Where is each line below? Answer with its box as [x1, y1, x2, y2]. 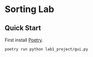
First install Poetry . [5, 37, 43, 43]
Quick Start [5, 24, 41, 32]
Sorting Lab [5, 4, 54, 15]
